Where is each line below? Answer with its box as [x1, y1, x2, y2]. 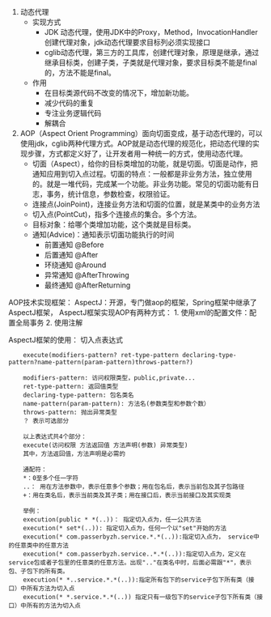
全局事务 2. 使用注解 [15, 318, 83, 327]
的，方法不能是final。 [44, 68, 116, 77]
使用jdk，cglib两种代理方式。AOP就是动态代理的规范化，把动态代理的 [19, 138, 253, 148]
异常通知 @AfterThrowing [44, 270, 129, 279]
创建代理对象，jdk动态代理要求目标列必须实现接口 [44, 37, 211, 47]
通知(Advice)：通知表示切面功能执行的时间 [32, 230, 175, 239]
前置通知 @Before [44, 240, 104, 249]
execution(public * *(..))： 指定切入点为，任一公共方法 [23, 516, 202, 524]
